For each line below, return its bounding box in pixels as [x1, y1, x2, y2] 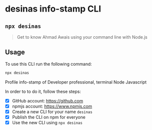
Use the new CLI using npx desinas [12, 119, 83, 125]
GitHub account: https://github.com [12, 98, 84, 103]
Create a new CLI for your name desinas [12, 109, 93, 115]
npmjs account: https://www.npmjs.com [12, 103, 92, 109]
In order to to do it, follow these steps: [5, 88, 81, 94]
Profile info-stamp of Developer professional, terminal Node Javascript [5, 79, 147, 85]
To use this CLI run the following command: [5, 61, 92, 67]
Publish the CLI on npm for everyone [12, 114, 86, 120]
